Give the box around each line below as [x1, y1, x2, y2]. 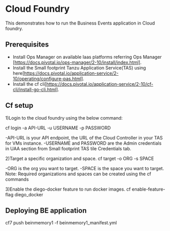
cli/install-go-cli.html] [12, 86, 58, 93]
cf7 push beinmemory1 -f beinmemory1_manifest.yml [5, 220, 117, 226]
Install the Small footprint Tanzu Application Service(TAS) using [12, 64, 147, 71]
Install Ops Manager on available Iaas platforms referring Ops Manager [12, 54, 162, 60]
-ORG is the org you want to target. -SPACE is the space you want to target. [5, 165, 164, 171]
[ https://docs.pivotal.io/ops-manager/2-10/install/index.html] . [12, 59, 142, 65]
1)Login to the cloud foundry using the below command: [5, 114, 123, 121]
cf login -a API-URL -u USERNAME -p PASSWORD [5, 125, 111, 131]
